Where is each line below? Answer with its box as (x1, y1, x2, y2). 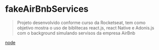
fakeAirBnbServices (5, 3, 89, 15)
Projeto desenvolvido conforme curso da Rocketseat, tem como (17, 20, 146, 25)
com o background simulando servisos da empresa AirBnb (17, 30, 136, 36)
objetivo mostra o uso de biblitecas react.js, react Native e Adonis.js (17, 25, 155, 30)
